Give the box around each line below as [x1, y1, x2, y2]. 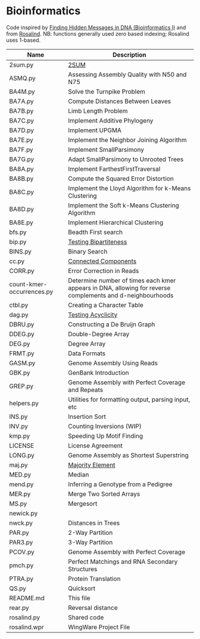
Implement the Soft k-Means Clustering [68, 201, 180, 209]
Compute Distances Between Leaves [68, 97, 171, 105]
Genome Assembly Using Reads [68, 359, 158, 367]
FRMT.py [9, 349, 35, 358]
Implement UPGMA [68, 126, 122, 134]
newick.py [9, 509, 38, 517]
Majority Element [68, 461, 115, 469]
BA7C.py [9, 116, 35, 124]
